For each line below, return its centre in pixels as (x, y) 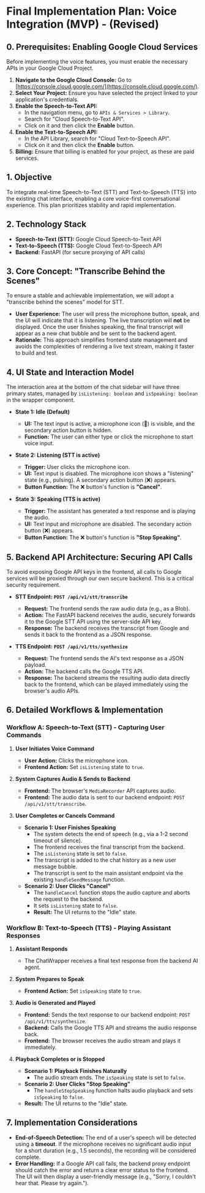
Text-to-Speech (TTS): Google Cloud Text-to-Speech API (88, 246)
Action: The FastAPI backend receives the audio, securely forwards (110, 615)
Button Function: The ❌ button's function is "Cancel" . (93, 487)
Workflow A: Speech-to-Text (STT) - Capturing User (85, 728)
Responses (24, 935)
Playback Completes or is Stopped (60, 1059)
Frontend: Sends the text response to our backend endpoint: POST (107, 1015)
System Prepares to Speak (50, 979)
